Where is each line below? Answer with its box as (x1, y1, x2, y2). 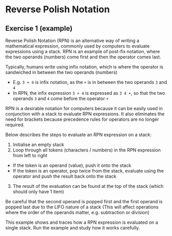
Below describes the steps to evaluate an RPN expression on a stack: (5, 132, 152, 138)
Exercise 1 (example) (5, 24, 73, 33)
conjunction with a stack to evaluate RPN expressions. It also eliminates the (5, 111, 165, 117)
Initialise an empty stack (12, 142, 64, 147)
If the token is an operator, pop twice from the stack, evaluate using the (12, 168, 164, 174)
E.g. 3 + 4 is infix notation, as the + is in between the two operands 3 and (12, 79, 167, 85)
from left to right (12, 153, 48, 158)
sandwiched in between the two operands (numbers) (5, 69, 118, 75)
